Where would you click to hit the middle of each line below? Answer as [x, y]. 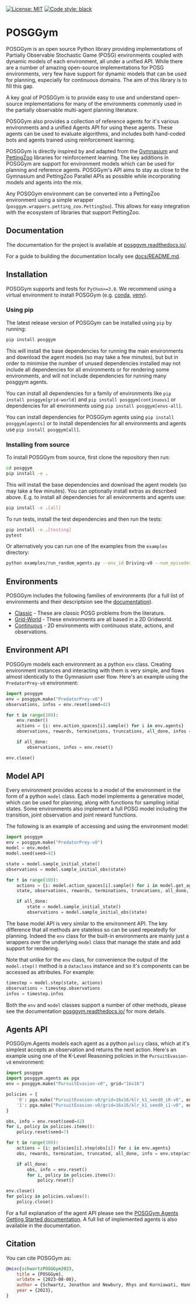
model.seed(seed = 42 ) [31, 854]
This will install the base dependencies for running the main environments [95, 350]
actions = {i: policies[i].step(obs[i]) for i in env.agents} [94, 1148]
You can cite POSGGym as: [39, 1258]
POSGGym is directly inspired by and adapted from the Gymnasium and [92, 151]
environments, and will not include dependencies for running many [86, 376]
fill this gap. [20, 86]
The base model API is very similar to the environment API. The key [87, 923]
